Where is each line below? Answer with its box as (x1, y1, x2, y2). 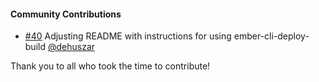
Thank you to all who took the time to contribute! (10, 60, 211, 72)
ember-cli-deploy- (233, 30, 310, 42)
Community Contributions (10, 8, 122, 20)
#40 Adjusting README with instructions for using (24, 30, 232, 42)
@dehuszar (47, 41, 96, 53)
